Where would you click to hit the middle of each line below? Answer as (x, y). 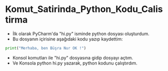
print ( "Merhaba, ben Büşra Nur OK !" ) (46, 48)
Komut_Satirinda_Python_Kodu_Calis (84, 9)
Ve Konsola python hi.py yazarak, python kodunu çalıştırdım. (75, 63)
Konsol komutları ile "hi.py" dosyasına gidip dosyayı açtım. (73, 57)
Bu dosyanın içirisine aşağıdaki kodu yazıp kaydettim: (67, 39)
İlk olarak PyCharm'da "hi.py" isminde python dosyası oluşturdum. (81, 33)
